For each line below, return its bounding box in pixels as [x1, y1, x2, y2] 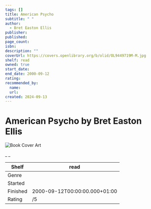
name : [9, 85, 21, 90]
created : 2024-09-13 [5, 94, 48, 99]
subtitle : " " [5, 16, 34, 21]
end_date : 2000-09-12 [5, 71, 50, 76]
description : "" [5, 48, 38, 53]
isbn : [5, 44, 16, 49]
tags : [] [5, 7, 23, 12]
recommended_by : [5, 80, 38, 85]
